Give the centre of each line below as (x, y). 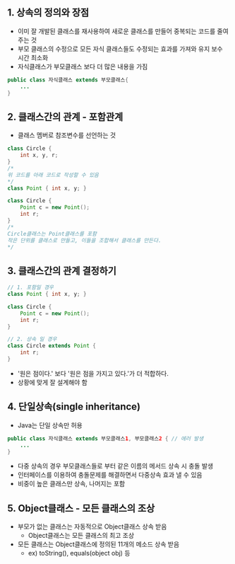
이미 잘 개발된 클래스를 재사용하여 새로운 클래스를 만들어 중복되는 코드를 (116, 31)
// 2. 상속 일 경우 (32, 339)
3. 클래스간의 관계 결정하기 (62, 271)
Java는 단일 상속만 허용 (50, 425)
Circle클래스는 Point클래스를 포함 (52, 234)
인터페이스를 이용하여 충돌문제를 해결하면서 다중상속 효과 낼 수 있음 (110, 475)
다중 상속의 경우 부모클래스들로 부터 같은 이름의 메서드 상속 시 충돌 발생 (115, 466)
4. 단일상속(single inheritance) (74, 407)
